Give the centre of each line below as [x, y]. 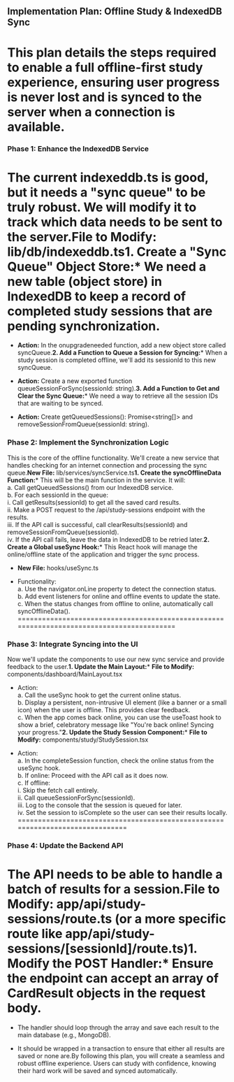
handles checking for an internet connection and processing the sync [107, 465]
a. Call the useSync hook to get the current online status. [99, 695]
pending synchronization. [84, 326]
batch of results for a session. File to [114, 889]
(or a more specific [170, 919]
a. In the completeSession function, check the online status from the [116, 760]
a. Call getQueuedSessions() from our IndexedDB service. [90, 487]
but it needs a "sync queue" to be [107, 192]
